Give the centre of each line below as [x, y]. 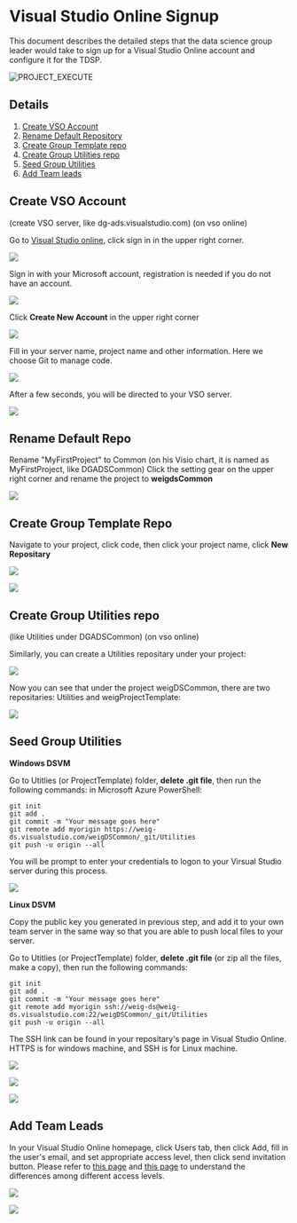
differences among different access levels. [87, 1176]
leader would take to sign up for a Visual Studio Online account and [132, 50]
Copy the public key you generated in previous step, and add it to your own [147, 921]
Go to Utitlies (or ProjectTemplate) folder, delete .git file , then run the [135, 780]
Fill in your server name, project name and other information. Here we [136, 351]
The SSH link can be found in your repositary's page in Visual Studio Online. [148, 1038]
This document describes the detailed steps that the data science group [141, 41]
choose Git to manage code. [61, 360]
